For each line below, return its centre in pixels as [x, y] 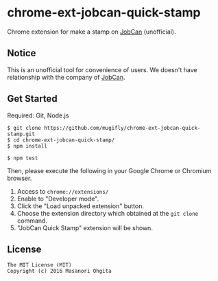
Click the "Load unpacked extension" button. [80, 206]
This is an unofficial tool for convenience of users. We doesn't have [102, 69]
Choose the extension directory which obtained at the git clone [108, 213]
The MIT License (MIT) [39, 265]
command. [32, 221]
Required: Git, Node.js [38, 115]
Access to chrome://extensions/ [63, 191]
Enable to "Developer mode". [58, 199]
